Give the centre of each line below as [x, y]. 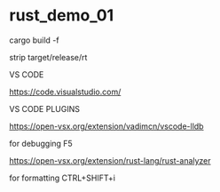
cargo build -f [34, 40]
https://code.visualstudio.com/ [65, 92]
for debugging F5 [41, 143]
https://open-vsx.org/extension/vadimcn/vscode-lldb [106, 126]
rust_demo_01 [62, 16]
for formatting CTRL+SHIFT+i [62, 178]
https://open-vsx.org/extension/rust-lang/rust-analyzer [110, 160]
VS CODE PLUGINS [44, 108]
